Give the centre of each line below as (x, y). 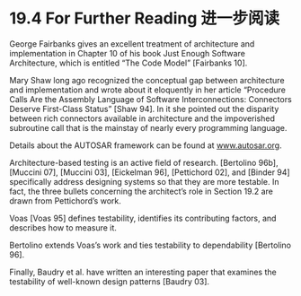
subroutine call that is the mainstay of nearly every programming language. (148, 127)
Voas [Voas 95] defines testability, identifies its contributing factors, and (143, 218)
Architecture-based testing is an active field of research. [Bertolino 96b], (144, 162)
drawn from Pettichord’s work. (65, 200)
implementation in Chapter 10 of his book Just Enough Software (127, 53)
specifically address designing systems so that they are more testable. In (144, 181)
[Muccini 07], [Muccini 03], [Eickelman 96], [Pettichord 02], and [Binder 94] (150, 172)
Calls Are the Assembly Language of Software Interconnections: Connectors (150, 99)
